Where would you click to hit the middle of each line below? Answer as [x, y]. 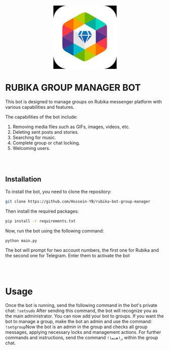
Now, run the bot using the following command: [55, 230]
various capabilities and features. [40, 107]
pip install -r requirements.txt [40, 221]
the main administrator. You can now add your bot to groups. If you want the [85, 316]
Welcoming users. [31, 148]
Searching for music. [34, 137]
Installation [23, 180]
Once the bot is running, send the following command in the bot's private [81, 305]
